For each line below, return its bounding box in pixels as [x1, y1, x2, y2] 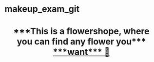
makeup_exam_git [4, 3, 80, 15]
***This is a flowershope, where [13, 26, 150, 37]
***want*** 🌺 [53, 46, 110, 58]
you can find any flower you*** [17, 36, 146, 47]
